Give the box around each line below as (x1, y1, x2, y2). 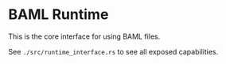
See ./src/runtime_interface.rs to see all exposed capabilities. (8, 47, 219, 56)
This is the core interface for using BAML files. (8, 32, 161, 41)
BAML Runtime (8, 6, 109, 24)
